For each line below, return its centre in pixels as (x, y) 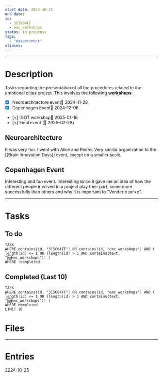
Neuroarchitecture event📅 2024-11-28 (50, 102)
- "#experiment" (26, 41)
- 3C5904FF (20, 23)
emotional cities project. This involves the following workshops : (69, 93)
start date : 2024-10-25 (29, 9)
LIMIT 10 (14, 309)
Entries (20, 357)
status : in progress (26, 32)
